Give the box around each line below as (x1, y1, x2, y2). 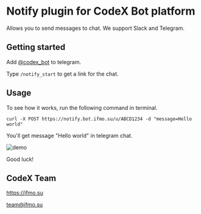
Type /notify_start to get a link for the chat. (6, 70, 119, 77)
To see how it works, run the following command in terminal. (6, 104, 158, 111)
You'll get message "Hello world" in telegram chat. (6, 132, 133, 139)
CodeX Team (6, 173, 57, 184)
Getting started (6, 42, 66, 52)
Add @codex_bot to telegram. (6, 58, 82, 65)
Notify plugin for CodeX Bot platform (6, 4, 196, 18)
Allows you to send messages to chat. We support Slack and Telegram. (6, 24, 185, 32)
